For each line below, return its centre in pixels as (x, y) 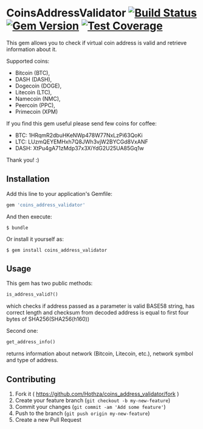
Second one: (22, 331)
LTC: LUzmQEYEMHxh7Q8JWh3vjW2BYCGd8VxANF (81, 141)
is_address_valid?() (33, 295)
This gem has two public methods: (50, 284)
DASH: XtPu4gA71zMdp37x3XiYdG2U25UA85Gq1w (79, 148)
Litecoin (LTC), (33, 92)
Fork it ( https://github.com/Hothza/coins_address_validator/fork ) (97, 394)
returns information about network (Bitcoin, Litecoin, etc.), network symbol (100, 354)
